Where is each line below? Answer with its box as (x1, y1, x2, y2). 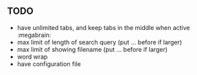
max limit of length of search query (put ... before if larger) (16, 37, 183, 46)
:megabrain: (16, 31, 51, 39)
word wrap (16, 52, 48, 61)
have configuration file (16, 59, 81, 67)
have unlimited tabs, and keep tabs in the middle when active (16, 23, 190, 31)
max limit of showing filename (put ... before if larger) (16, 45, 168, 53)
